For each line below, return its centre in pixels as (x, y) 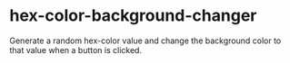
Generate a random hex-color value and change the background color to (145, 40)
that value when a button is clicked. (76, 49)
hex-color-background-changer (133, 16)
